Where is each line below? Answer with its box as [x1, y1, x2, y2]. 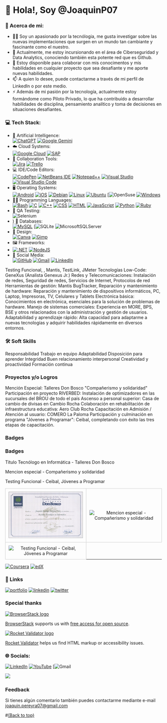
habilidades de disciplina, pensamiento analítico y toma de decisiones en [12, 101, 162, 107]
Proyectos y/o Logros [5, 374, 58, 381]
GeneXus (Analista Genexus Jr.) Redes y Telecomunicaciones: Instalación [5, 272, 156, 278]
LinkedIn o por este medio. [12, 83, 67, 89]
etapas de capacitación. [5, 422, 55, 428]
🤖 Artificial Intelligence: [12, 132, 60, 138]
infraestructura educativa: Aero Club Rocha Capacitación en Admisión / [5, 406, 152, 412]
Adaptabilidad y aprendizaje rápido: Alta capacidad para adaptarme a [5, 314, 148, 320]
